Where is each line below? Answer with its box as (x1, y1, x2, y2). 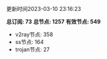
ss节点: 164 (15, 39, 44, 45)
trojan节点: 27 (15, 46, 50, 53)
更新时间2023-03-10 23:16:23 (6, 5, 81, 12)
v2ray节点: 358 (15, 31, 53, 38)
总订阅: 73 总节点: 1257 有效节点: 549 (6, 18, 101, 25)
